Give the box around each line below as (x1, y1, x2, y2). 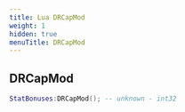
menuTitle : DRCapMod (9, 37, 86, 47)
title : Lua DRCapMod (9, 12, 86, 22)
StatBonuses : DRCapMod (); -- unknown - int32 (9, 94, 177, 103)
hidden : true (9, 29, 58, 38)
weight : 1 (9, 21, 46, 30)
